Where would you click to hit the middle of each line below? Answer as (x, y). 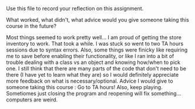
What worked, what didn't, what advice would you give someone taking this (97, 20)
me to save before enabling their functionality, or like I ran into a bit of (90, 56)
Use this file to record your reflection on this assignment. (75, 8)
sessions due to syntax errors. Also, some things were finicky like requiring (97, 50)
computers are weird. (32, 100)
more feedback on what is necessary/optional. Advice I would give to (90, 81)
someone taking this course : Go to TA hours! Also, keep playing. (84, 87)
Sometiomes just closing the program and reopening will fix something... (94, 93)
